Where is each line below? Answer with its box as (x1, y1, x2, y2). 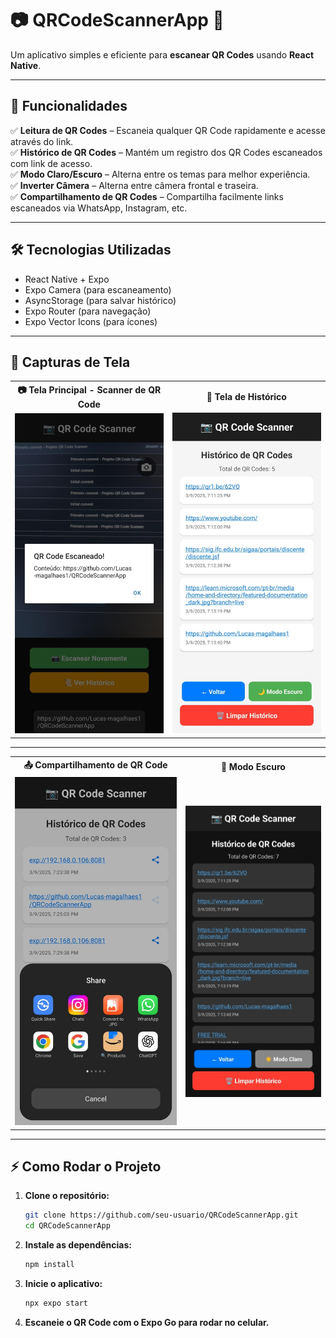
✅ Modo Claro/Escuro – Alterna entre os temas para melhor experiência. (10, 168, 311, 180)
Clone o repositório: (24, 1190, 110, 1202)
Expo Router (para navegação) (24, 305, 152, 317)
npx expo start (24, 1298, 89, 1309)
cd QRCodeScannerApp (24, 1221, 111, 1231)
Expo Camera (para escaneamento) (24, 283, 172, 296)
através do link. (10, 135, 74, 147)
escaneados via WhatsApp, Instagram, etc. (10, 202, 188, 214)
